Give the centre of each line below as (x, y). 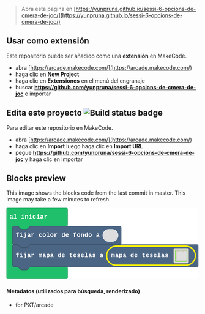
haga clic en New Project (47, 74)
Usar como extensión (48, 41)
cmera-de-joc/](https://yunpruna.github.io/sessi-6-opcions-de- (102, 15)
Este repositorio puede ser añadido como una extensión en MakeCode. (97, 56)
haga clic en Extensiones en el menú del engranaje (80, 80)
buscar (24, 87)
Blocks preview (36, 178)
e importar (38, 94)
